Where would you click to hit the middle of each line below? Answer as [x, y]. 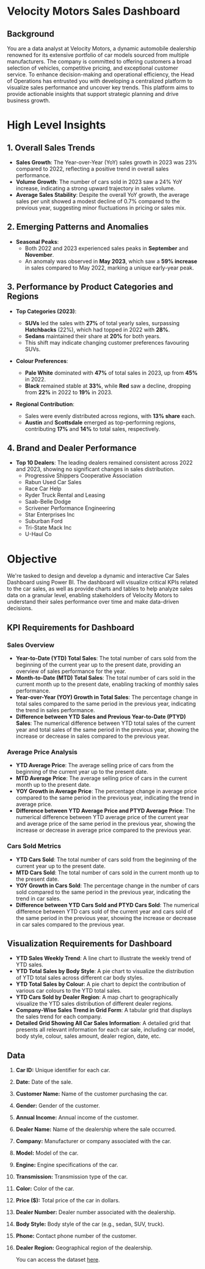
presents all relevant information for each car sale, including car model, [105, 1030]
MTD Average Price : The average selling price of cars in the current [102, 778]
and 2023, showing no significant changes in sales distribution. [95, 469]
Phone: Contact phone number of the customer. [76, 1236]
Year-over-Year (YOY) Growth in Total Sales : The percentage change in [107, 697]
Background [31, 34]
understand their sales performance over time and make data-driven [93, 602]
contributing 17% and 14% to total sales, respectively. [92, 429]
